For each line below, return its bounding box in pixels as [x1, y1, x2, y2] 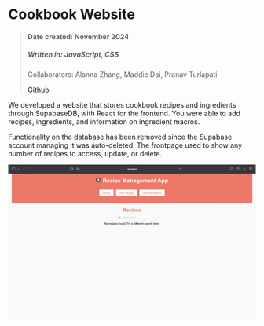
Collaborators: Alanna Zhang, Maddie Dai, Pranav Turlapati [27, 69, 218, 79]
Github [27, 85, 49, 94]
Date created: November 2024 [27, 31, 130, 41]
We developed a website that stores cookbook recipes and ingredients [8, 100, 236, 109]
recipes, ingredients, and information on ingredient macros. [8, 116, 200, 126]
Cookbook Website [8, 5, 136, 24]
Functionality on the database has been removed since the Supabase [8, 132, 233, 141]
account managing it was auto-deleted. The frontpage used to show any [8, 140, 243, 150]
